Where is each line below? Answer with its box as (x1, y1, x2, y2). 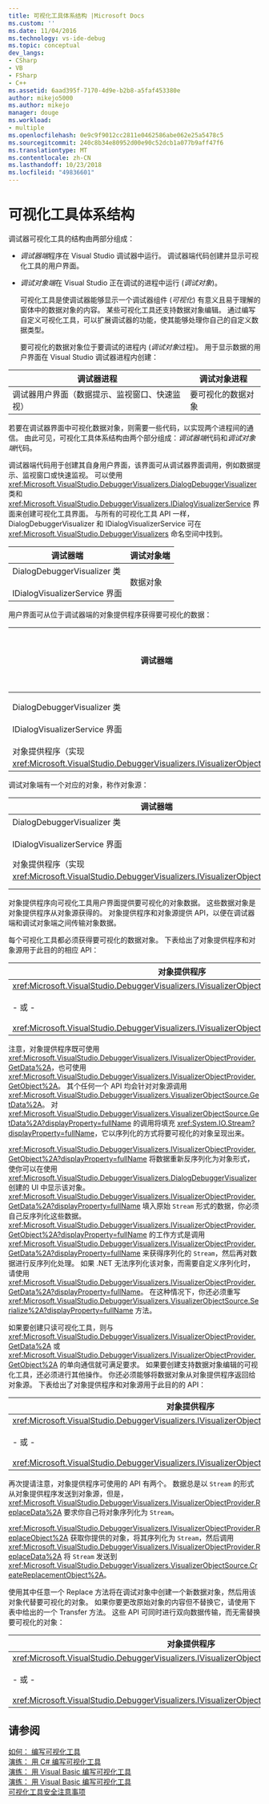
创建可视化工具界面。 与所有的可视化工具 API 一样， (22, 508, 195, 518)
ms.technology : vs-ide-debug (8, 34, 106, 43)
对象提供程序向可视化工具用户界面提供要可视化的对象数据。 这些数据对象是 (8, 897, 256, 908)
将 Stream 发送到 (63, 1551, 118, 1561)
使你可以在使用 (8, 1164, 58, 1173)
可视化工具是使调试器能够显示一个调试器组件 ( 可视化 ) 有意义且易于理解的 (19, 295, 261, 304)
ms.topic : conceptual (8, 42, 81, 50)
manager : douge (8, 109, 59, 117)
